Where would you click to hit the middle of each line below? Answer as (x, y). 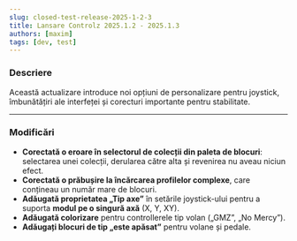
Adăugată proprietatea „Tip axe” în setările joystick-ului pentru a (141, 199)
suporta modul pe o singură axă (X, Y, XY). (100, 207)
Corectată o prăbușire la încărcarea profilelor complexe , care (136, 180)
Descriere (31, 73)
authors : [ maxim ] (41, 34)
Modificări (32, 132)
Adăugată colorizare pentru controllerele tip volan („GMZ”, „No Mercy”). (153, 217)
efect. (33, 170)
